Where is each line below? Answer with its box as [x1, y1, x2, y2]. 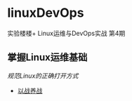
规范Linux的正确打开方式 [7, 72, 79, 80]
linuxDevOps [7, 5, 84, 21]
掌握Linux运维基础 [7, 51, 88, 64]
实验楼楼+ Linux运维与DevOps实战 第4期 [7, 29, 126, 37]
